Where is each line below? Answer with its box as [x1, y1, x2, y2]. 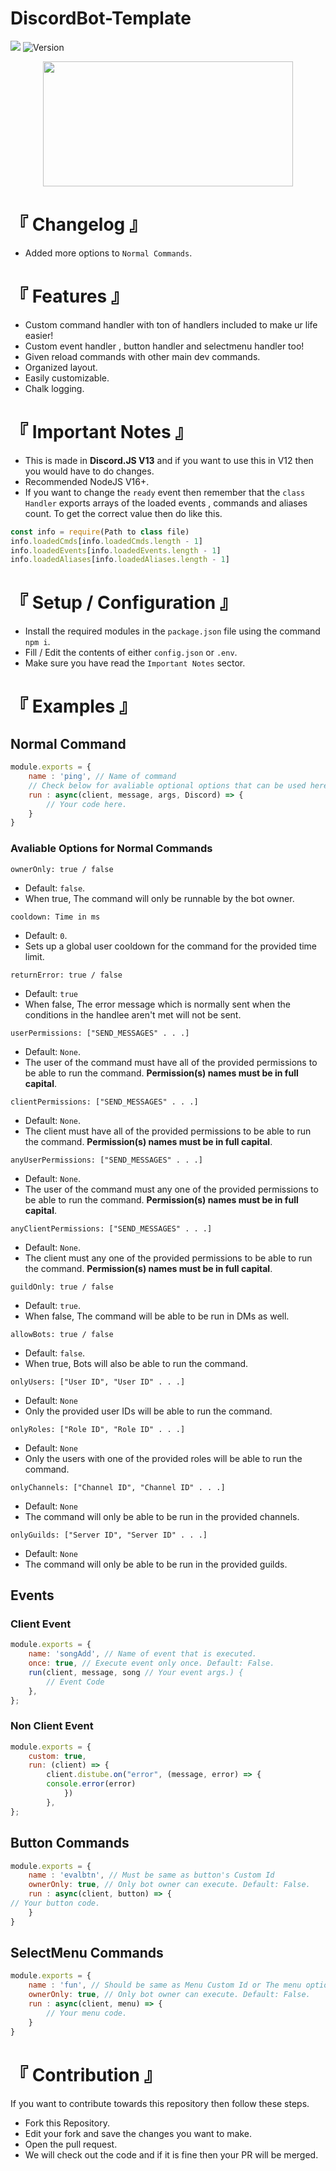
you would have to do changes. [24, 465, 155, 477]
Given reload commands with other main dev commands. [24, 350, 261, 362]
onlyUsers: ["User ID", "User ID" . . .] [10, 1377, 186, 1387]
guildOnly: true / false [10, 1282, 114, 1292]
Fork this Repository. [24, 2117, 110, 2129]
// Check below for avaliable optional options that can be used [28, 780, 307, 791]
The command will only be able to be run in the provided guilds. [24, 1558, 288, 1570]
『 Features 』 [10, 285, 129, 308]
